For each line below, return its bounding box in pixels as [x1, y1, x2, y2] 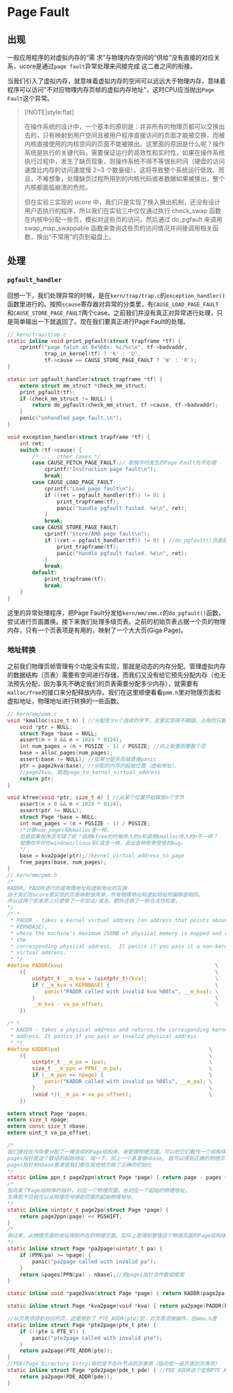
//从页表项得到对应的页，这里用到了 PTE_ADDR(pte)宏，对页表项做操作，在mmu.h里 [7, 1315, 217, 1322]
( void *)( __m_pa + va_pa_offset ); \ [32, 1091, 213, 1098]
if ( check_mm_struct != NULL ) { [19, 395, 113, 402]
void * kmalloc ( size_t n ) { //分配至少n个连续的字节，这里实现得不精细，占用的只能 [7, 717, 227, 724]
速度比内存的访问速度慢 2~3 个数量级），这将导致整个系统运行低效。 [24, 166, 218, 174]
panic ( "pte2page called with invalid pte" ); [32, 1335, 163, 1342]
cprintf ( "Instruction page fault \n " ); [44, 466, 157, 473]
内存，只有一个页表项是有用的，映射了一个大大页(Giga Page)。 [7, 626, 187, 634]
